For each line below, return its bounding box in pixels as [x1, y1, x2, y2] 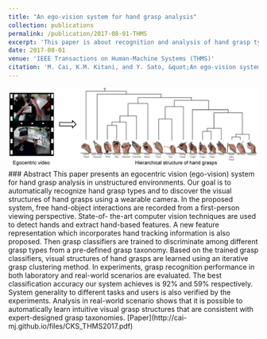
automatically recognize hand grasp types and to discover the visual [8, 186, 232, 196]
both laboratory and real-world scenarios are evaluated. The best [8, 271, 222, 280]
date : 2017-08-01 [8, 46, 66, 55]
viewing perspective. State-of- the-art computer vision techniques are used [8, 212, 257, 221]
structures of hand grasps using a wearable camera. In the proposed [8, 195, 234, 205]
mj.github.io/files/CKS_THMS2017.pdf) [8, 321, 133, 331]
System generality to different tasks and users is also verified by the [8, 287, 231, 298]
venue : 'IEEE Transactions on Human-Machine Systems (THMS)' [8, 55, 215, 63]
